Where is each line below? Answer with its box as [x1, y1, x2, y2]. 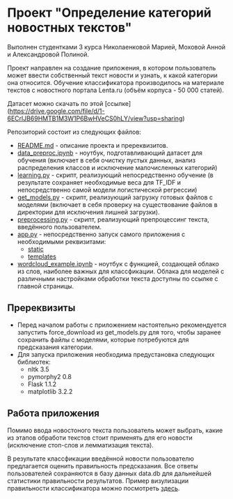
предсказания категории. [17, 343, 93, 351]
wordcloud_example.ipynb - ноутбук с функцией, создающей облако [17, 259, 219, 268]
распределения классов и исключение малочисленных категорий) [17, 163, 218, 171]
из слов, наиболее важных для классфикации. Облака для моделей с [17, 267, 225, 275]
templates [27, 252, 57, 261]
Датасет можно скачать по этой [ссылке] [7, 99, 131, 107]
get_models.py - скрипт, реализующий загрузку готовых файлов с [17, 193, 214, 201]
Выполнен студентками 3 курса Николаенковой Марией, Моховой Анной [7, 43, 226, 51]
